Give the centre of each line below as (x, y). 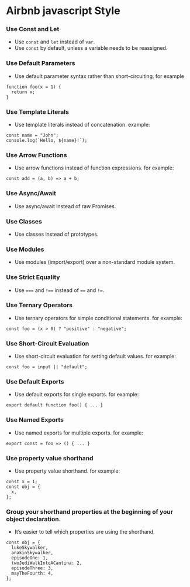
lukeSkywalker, (30, 548)
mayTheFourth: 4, (32, 574)
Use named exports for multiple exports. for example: (79, 433)
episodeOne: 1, (30, 558)
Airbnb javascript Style (63, 11)
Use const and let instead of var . (55, 42)
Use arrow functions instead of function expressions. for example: (94, 168)
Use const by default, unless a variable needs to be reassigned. (91, 48)
